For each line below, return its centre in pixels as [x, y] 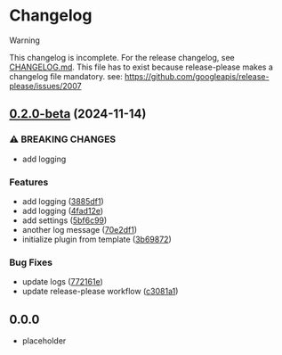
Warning [24, 40]
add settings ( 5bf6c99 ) [64, 220]
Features [29, 182]
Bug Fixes [31, 262]
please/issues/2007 [45, 86]
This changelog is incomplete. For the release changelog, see [122, 57]
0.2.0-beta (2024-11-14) [78, 114]
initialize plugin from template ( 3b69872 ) [97, 239]
